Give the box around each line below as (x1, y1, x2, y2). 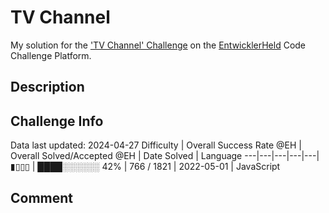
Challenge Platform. (10, 49, 92, 61)
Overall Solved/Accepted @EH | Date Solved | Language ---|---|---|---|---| (10, 150, 320, 162)
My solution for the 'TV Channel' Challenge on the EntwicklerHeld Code (10, 39, 307, 51)
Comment (10, 189, 74, 206)
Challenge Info (10, 112, 104, 130)
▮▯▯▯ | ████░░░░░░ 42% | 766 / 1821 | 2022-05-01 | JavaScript (10, 161, 281, 173)
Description (10, 79, 85, 96)
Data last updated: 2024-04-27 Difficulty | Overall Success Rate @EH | (10, 139, 302, 151)
